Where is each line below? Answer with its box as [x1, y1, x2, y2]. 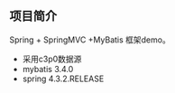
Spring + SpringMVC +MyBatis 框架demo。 [9, 34, 171, 45]
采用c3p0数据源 [22, 53, 82, 64]
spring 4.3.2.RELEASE [22, 73, 105, 84]
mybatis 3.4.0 [22, 63, 74, 74]
